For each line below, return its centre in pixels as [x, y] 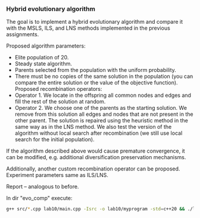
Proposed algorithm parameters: [46, 46]
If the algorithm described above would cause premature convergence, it [96, 151]
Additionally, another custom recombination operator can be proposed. [93, 169]
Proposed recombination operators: [58, 89]
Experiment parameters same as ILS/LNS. [57, 175]
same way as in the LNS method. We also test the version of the [93, 127]
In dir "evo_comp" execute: [39, 198]
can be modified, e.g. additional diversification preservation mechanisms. [96, 157]
